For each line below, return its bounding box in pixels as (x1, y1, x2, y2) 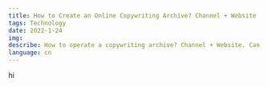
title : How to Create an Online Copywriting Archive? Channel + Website (8, 11, 257, 20)
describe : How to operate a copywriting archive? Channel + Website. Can (8, 41, 261, 49)
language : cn (8, 49, 52, 57)
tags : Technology (8, 19, 67, 27)
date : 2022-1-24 (8, 26, 63, 34)
